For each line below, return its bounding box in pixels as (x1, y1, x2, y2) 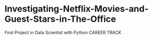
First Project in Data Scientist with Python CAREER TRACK (4, 29, 122, 35)
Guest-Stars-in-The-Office (4, 13, 116, 25)
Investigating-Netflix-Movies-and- (4, 3, 149, 14)
